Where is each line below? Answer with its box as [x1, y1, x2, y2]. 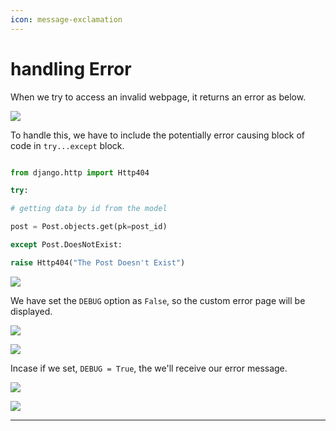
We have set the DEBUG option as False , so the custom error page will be [10, 294, 306, 306]
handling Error [10, 57, 132, 80]
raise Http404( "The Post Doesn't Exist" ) [10, 257, 186, 268]
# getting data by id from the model [10, 204, 168, 214]
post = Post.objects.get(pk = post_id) [10, 222, 168, 232]
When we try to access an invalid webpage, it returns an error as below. [10, 91, 307, 103]
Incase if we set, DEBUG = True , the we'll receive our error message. [10, 362, 288, 374]
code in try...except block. [10, 139, 125, 151]
